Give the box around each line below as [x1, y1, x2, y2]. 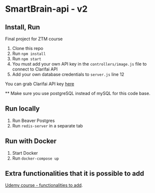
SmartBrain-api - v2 [5, 3, 88, 15]
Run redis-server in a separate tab [12, 122, 83, 128]
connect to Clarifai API [12, 66, 58, 72]
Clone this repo [12, 46, 43, 51]
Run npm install [12, 50, 46, 56]
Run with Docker [5, 137, 57, 145]
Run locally [5, 104, 40, 113]
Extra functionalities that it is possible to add [5, 169, 144, 178]
